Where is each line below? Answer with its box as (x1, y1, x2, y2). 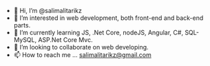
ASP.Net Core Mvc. (37, 36, 93, 44)
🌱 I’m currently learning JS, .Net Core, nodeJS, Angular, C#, (13, 28, 184, 36)
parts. (13, 21, 31, 29)
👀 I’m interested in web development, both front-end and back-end (13, 14, 204, 22)
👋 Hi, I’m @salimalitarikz (13, 7, 83, 14)
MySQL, (13, 36, 37, 44)
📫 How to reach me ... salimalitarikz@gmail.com (13, 51, 151, 58)
